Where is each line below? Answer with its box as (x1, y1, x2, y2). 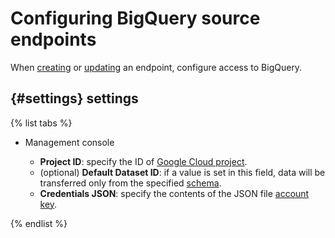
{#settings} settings (10, 90, 139, 107)
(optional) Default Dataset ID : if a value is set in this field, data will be (39, 166, 326, 178)
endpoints (10, 28, 97, 51)
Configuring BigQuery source (10, 7, 261, 30)
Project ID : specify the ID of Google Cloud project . (39, 155, 248, 167)
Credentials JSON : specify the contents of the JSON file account (39, 187, 310, 199)
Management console (24, 136, 115, 148)
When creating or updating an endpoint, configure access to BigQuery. (10, 61, 303, 73)
